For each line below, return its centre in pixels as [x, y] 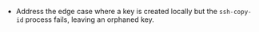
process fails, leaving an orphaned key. [90, 20]
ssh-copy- [235, 12]
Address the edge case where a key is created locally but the [117, 11]
